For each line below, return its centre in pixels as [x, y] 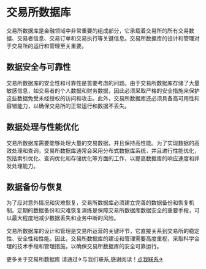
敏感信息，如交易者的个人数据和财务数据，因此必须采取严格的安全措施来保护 [103, 90]
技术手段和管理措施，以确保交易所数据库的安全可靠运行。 [90, 246]
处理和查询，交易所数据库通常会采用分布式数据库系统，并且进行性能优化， [105, 150]
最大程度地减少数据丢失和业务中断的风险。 [65, 218]
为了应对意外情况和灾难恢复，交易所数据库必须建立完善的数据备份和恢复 [97, 203]
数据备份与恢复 [35, 187]
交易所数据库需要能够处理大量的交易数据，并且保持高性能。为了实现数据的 [100, 143]
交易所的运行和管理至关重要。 [49, 46]
